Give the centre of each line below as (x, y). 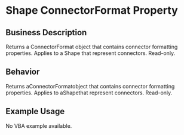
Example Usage (35, 111)
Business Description (46, 33)
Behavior (23, 72)
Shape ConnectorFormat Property (92, 10)
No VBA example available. (39, 125)
